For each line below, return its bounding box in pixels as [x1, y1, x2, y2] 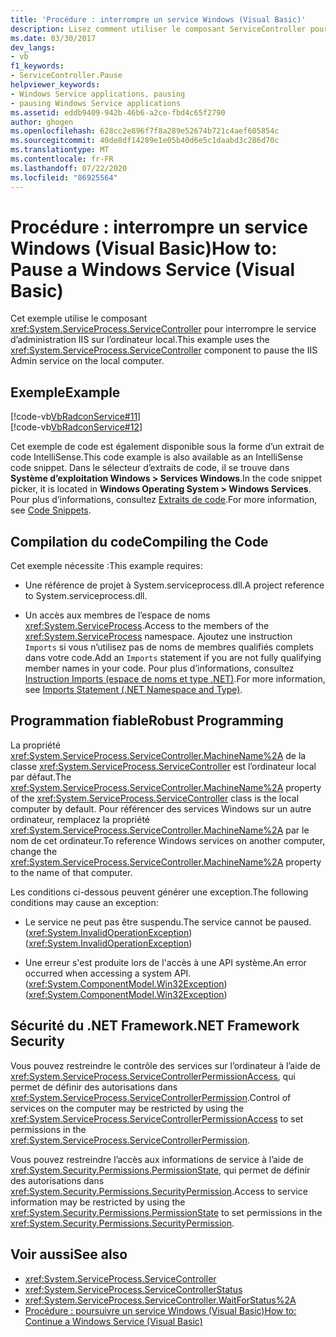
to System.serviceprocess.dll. [24, 590, 148, 602]
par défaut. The [10, 771, 72, 783]
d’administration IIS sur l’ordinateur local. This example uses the [10, 334, 270, 346]
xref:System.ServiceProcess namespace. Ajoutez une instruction [24, 631, 293, 643]
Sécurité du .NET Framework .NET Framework [10, 1017, 300, 1035]
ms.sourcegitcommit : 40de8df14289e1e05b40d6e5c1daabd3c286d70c [10, 136, 280, 146]
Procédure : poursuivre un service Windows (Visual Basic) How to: [24, 1304, 297, 1316]
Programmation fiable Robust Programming [10, 712, 284, 730]
